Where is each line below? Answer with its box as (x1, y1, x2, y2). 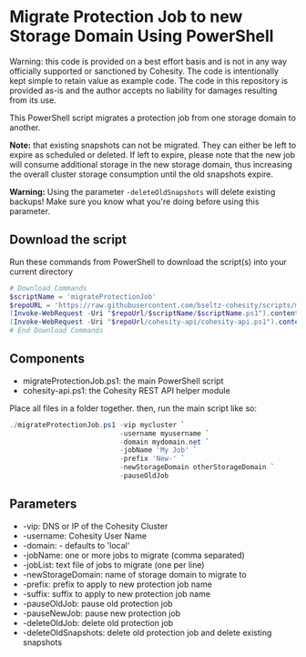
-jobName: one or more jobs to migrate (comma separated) (22, 549, 246, 560)
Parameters (9, 497, 77, 512)
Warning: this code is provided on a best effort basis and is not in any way (9, 56, 288, 67)
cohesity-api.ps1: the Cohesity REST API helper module (22, 385, 230, 395)
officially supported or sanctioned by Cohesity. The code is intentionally (9, 66, 280, 77)
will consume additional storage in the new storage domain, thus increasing (9, 159, 293, 169)
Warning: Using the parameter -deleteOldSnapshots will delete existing (9, 186, 276, 197)
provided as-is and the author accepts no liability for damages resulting (9, 85, 278, 96)
